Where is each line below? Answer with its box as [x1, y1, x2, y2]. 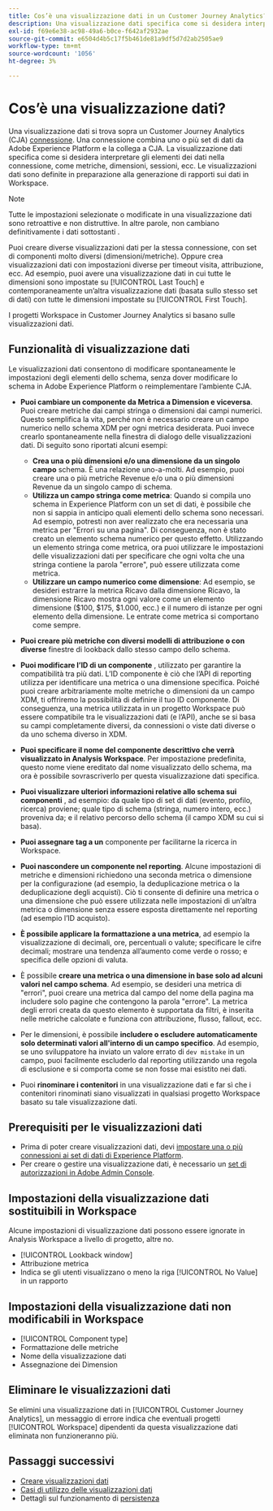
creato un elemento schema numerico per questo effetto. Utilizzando [32, 533, 264, 543]
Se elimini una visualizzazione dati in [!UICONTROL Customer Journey [8, 1405, 244, 1414]
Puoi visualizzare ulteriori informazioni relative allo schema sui [19, 786, 237, 797]
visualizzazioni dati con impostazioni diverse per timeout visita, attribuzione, [8, 259, 264, 269]
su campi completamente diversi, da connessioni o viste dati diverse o [19, 720, 256, 730]
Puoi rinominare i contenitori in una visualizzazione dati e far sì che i [19, 1079, 252, 1089]
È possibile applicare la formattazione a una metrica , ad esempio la [19, 928, 250, 939]
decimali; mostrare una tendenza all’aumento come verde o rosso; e [19, 946, 248, 956]
